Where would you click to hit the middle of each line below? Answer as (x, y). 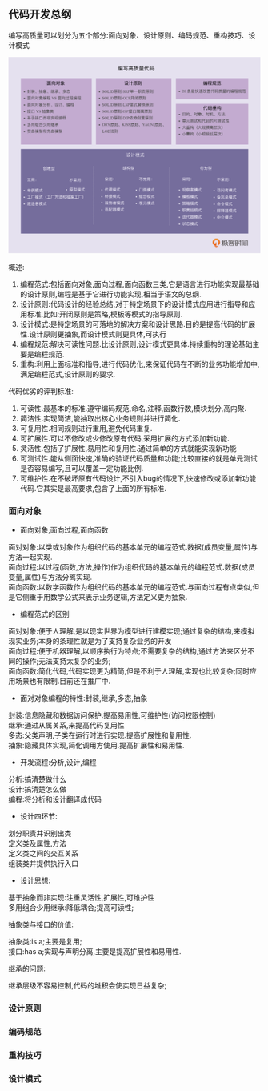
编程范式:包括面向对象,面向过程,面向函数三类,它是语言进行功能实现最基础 (140, 284)
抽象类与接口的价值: (41, 924)
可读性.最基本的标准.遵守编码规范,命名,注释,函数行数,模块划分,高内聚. (133, 409)
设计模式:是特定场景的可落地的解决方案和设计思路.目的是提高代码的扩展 (138, 324)
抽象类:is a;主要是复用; (45, 942)
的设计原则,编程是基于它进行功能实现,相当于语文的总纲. (110, 294)
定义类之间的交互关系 (43, 853)
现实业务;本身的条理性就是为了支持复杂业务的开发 (90, 641)
